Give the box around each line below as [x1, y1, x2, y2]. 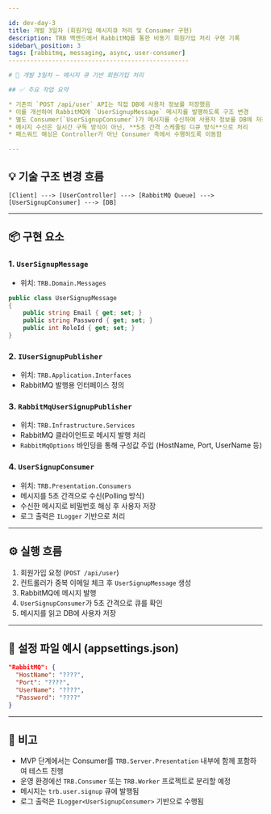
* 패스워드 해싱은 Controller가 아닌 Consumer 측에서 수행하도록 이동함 [8, 130, 223, 138]
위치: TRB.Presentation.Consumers [19, 481, 131, 490]
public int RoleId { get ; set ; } [23, 324, 135, 333]
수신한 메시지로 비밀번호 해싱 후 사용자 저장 [19, 501, 156, 511]
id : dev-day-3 [8, 19, 56, 27]
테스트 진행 [28, 766, 64, 776]
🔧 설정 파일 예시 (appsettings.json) [8, 641, 179, 655]
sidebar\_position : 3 [8, 41, 81, 49]
